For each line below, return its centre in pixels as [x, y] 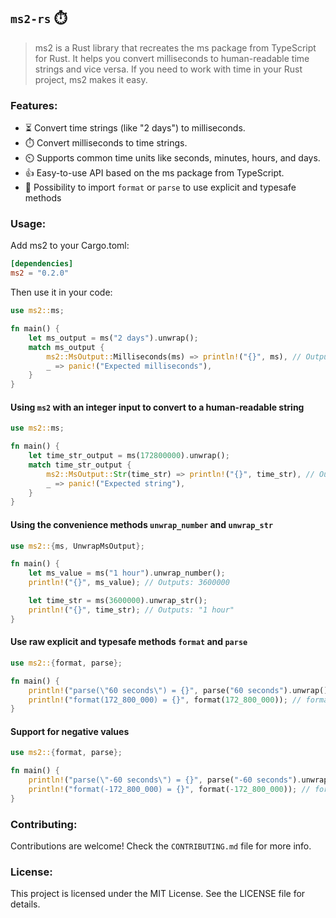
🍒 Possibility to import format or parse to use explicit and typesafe [160, 187]
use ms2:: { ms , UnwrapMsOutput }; [77, 546]
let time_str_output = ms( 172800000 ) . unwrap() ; [129, 456]
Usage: [28, 224]
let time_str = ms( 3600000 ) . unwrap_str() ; [118, 601]
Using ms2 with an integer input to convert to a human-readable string [157, 407]
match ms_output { [66, 347]
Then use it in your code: [61, 292]
